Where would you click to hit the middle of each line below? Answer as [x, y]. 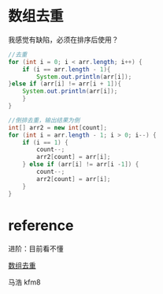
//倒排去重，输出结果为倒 [44, 120]
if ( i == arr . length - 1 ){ [67, 69]
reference [41, 225]
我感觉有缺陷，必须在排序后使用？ [63, 40]
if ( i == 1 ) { [45, 142]
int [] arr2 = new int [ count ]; [58, 127]
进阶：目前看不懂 [36, 248]
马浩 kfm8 [24, 282]
